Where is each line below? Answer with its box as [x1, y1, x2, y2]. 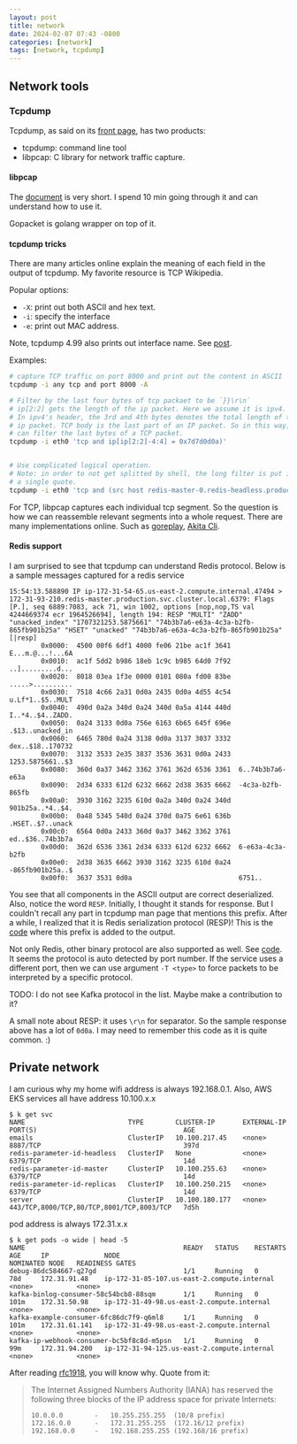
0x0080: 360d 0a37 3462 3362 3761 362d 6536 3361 [41, 764, 232, 774]
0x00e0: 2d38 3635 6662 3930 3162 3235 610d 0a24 [41, 857, 232, 867]
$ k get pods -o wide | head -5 [9, 1235, 128, 1244]
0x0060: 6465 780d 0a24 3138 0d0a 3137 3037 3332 [41, 734, 232, 743]
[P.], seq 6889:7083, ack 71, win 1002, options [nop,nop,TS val [9, 603, 255, 611]
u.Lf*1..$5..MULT [9, 695, 73, 704]
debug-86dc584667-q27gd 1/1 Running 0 [9, 1266, 259, 1275]
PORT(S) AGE [9, 1125, 196, 1134]
